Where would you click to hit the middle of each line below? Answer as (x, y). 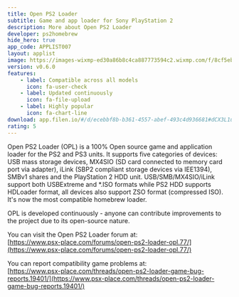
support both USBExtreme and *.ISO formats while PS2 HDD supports (109, 184)
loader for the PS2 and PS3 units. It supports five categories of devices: (113, 154)
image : (17, 60)
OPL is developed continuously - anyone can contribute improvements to (115, 213)
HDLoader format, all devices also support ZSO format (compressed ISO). (116, 192)
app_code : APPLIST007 (39, 47)
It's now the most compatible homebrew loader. (77, 199)
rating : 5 (22, 126)
